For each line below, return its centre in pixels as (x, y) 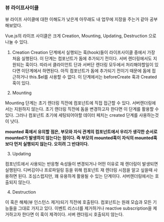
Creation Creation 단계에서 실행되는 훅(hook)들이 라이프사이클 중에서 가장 (83, 52)
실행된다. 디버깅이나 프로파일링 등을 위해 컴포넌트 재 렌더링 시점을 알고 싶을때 (79, 170)
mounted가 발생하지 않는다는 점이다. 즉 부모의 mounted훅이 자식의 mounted (79, 138)
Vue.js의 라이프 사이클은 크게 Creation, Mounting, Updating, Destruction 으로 (81, 36)
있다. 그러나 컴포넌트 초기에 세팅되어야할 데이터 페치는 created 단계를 (71, 115)
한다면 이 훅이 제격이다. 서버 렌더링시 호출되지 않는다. (73, 215)
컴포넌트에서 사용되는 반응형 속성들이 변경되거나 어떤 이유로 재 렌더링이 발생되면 (82, 164)
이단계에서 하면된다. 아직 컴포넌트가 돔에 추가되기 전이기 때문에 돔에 (86, 71)
